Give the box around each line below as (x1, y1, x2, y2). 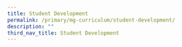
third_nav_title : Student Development (7, 29, 119, 37)
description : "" (7, 23, 54, 30)
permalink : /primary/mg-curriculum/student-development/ (7, 17, 176, 23)
